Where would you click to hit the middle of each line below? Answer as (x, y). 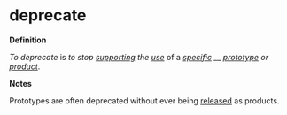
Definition (28, 40)
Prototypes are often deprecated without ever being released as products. (144, 100)
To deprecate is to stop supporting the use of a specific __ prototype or (139, 57)
